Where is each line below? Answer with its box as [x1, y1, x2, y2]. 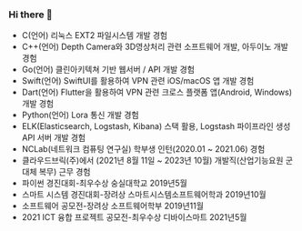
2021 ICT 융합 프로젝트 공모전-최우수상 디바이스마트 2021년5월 [21, 212, 247, 223]
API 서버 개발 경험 [21, 132, 86, 144]
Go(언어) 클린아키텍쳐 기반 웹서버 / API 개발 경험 [21, 64, 195, 75]
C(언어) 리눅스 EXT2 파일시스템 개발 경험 [21, 30, 168, 41]
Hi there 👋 [8, 8, 54, 21]
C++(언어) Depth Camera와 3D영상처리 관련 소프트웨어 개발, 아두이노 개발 [21, 41, 288, 53]
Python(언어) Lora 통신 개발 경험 [21, 109, 139, 121]
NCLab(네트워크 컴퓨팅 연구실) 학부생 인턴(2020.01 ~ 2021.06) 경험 [21, 144, 266, 155]
